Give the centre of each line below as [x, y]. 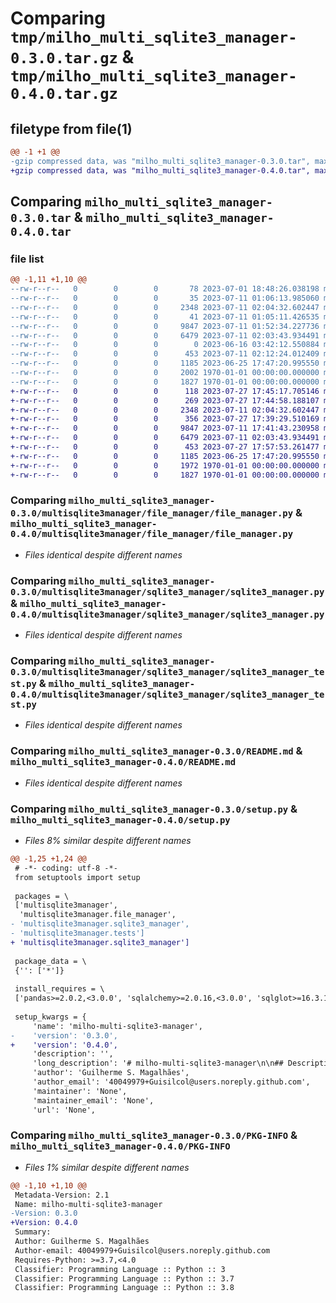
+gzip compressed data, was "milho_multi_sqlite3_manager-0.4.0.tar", [160, 170]
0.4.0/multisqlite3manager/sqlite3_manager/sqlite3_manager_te [167, 695]
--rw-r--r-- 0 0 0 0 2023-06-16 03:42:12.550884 [165, 345]
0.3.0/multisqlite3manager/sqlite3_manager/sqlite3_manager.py [167, 591]
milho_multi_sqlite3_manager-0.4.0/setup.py [120, 820]
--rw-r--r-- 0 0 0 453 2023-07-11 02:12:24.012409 [165, 354]
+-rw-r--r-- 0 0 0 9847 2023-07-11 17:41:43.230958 [165, 428]
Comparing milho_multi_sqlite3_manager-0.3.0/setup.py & [154, 809]
